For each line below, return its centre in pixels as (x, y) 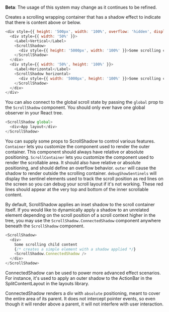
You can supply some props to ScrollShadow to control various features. (80, 141)
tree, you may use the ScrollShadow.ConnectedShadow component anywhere (83, 220)
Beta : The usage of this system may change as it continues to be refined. (81, 7)
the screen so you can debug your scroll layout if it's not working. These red (84, 184)
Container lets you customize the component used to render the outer (77, 146)
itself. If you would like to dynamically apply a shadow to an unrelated (77, 210)
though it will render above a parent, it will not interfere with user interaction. (84, 304)
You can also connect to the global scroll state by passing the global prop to (84, 102)
